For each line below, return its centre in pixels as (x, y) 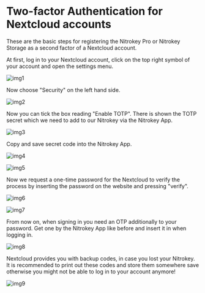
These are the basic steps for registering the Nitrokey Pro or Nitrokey (93, 41)
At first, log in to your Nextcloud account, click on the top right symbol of (98, 59)
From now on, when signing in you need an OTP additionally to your (91, 221)
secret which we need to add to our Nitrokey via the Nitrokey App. (90, 120)
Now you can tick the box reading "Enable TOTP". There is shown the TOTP (102, 113)
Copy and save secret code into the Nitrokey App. (69, 144)
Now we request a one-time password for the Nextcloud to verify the (93, 180)
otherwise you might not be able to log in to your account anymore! (91, 272)
